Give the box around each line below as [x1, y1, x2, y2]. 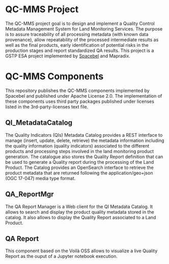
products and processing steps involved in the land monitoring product [5, 148, 154, 154]
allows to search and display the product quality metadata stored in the [5, 209, 154, 215]
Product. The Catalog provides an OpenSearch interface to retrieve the [5, 164, 154, 170]
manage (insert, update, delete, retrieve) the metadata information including [5, 137, 164, 143]
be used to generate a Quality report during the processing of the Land [5, 159, 154, 165]
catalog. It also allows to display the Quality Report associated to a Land [5, 214, 156, 220]
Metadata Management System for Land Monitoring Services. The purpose [5, 25, 163, 32]
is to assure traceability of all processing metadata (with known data [5, 31, 149, 37]
